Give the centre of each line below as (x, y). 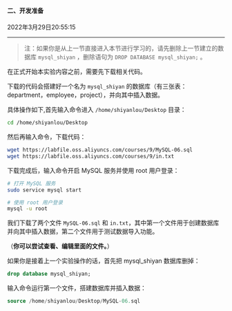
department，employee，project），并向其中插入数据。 (86, 95)
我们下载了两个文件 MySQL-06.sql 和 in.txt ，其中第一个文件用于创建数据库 (113, 223)
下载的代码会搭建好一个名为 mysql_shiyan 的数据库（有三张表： (97, 86)
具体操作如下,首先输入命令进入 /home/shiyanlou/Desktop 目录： (97, 110)
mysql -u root (28, 209)
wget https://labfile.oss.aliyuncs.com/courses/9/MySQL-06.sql (100, 150)
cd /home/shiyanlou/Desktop (48, 123)
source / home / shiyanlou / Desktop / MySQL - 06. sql (74, 301)
